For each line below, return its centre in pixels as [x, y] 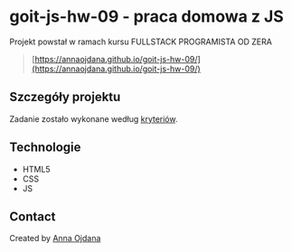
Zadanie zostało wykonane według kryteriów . [94, 118]
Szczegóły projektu [65, 97]
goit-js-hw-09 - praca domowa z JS [147, 17]
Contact [33, 216]
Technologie [45, 148]
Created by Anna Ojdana [55, 238]
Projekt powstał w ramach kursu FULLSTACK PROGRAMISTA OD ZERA [141, 42]
